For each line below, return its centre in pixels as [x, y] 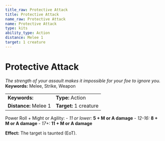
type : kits [16, 28]
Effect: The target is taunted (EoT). [41, 133]
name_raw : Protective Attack [35, 19]
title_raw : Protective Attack [37, 10]
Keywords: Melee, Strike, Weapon [40, 86]
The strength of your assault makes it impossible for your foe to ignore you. [83, 81]
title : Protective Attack [32, 14]
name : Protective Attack [31, 24]
